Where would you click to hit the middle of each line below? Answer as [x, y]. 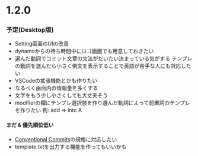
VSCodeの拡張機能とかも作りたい [56, 81]
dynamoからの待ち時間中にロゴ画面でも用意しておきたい [84, 51]
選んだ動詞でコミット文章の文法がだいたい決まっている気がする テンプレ [103, 58]
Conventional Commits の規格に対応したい [66, 139]
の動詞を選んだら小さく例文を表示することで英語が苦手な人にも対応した [103, 66]
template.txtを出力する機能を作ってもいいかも [71, 147]
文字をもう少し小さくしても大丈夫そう [61, 96]
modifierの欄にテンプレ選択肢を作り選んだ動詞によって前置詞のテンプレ [103, 103]
